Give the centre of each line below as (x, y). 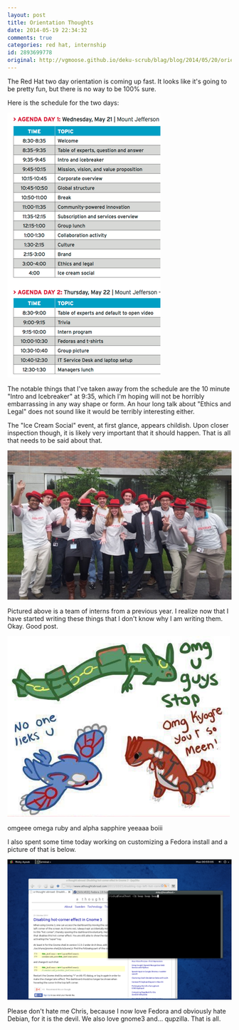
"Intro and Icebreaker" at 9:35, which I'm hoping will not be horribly (106, 396)
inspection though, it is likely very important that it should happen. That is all (119, 433)
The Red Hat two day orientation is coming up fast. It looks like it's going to (117, 81)
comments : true (30, 38)
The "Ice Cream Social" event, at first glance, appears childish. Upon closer (118, 425)
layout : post (27, 15)
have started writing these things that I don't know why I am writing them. (115, 619)
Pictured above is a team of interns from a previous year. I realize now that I (118, 611)
